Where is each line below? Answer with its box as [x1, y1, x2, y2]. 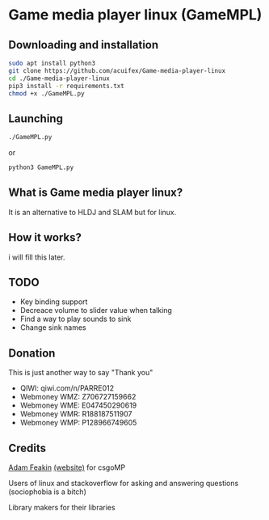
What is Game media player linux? [8, 186, 183, 200]
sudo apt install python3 [8, 59, 95, 67]
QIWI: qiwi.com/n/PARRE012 [19, 383, 115, 393]
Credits [8, 441, 47, 454]
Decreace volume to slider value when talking [19, 306, 172, 315]
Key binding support [19, 297, 88, 307]
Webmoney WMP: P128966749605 [19, 418, 137, 428]
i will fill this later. [8, 252, 66, 262]
